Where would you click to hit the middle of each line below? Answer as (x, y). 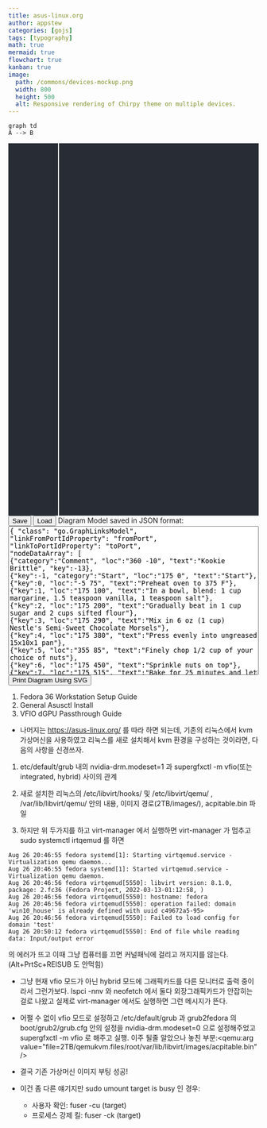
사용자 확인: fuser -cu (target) (79, 1106)
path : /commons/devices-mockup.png (74, 82)
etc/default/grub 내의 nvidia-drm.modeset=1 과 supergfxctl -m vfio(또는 (136, 767)
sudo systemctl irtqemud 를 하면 (72, 840)
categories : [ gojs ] (41, 30)
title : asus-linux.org (46, 15)
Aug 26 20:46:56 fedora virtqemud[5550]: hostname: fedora (108, 897)
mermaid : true (32, 52)
